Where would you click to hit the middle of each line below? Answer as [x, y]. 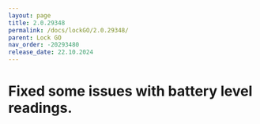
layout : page [30, 15]
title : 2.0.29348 [37, 23]
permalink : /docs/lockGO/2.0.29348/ [68, 30]
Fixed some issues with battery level [130, 91]
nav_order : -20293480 [44, 45]
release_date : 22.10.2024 [51, 52]
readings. [40, 108]
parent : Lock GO [35, 38]
